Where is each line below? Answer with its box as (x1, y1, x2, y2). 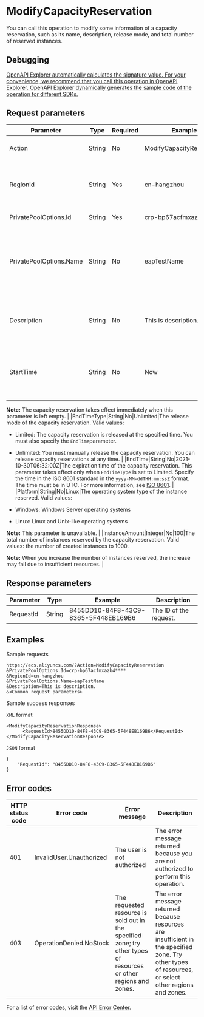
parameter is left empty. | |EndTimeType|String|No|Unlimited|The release (6, 412, 189, 420)
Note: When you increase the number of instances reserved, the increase (6, 554, 191, 561)
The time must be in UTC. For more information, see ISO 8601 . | (15, 481, 174, 488)
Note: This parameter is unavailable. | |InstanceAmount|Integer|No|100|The (6, 529, 195, 537)
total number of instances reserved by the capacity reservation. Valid (6, 536, 180, 543)
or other (115, 970, 138, 978)
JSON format (6, 744, 35, 752)
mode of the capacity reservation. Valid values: (6, 419, 124, 426)
